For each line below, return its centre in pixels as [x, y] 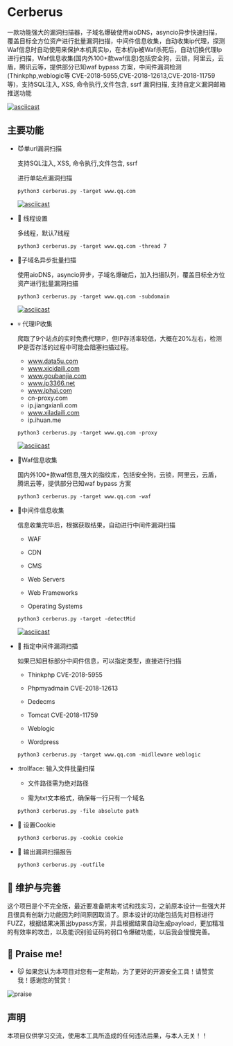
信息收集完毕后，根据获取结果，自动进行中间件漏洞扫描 [96, 525]
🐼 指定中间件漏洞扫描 [48, 646]
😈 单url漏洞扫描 [40, 148]
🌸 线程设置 [32, 218]
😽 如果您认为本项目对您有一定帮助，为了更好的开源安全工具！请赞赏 [115, 972]
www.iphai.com [50, 390]
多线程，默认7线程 [43, 233]
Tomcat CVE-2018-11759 [63, 715]
